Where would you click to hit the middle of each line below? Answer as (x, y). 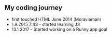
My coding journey (34, 8)
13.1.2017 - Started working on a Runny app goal (59, 29)
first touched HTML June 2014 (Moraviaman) (56, 19)
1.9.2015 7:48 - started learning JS (46, 24)
